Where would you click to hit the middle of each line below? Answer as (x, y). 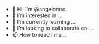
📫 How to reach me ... (40, 35)
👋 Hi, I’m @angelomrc (39, 9)
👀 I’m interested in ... (37, 15)
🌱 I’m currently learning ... (44, 22)
